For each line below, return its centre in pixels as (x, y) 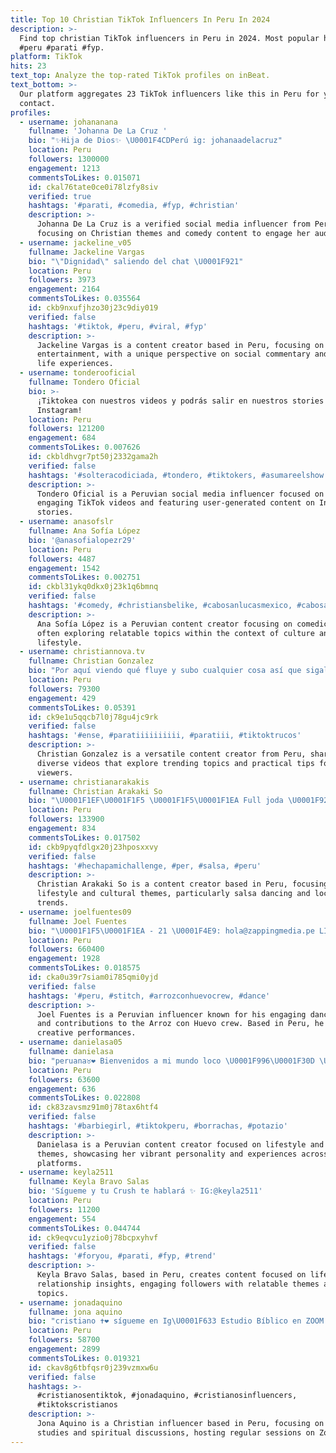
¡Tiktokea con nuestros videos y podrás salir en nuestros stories (180, 401)
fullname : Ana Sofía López (84, 531)
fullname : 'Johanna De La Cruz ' (98, 131)
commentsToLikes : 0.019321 (84, 1358)
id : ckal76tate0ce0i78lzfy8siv (93, 187)
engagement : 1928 (64, 959)
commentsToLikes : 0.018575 (84, 968)
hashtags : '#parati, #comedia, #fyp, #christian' (134, 206)
